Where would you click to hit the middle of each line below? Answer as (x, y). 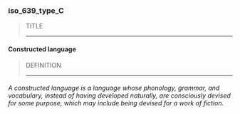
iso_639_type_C (36, 11)
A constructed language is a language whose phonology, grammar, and (114, 88)
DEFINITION (43, 65)
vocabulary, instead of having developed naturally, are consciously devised (119, 95)
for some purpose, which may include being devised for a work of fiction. (116, 103)
